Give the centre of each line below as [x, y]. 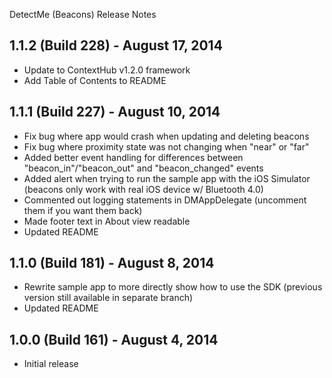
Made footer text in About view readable [107, 221]
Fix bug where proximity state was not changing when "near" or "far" [166, 146]
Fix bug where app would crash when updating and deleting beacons [166, 136]
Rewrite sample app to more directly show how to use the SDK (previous [173, 287]
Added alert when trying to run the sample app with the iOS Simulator [167, 178]
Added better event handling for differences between [133, 157]
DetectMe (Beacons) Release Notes [83, 14]
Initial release [51, 364]
